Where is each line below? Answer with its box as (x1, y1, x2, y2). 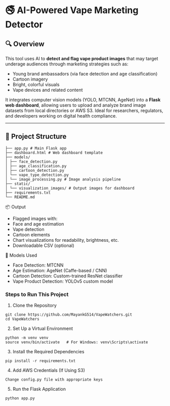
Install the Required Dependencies (12, 349, 84, 355)
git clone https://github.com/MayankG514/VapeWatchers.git (5, 312, 133, 317)
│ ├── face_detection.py (5, 159, 58, 164)
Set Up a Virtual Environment (12, 325, 73, 331)
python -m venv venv (5, 336, 49, 341)
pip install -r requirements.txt (5, 358, 76, 363)
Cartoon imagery (12, 76, 48, 82)
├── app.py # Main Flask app (5, 145, 67, 151)
